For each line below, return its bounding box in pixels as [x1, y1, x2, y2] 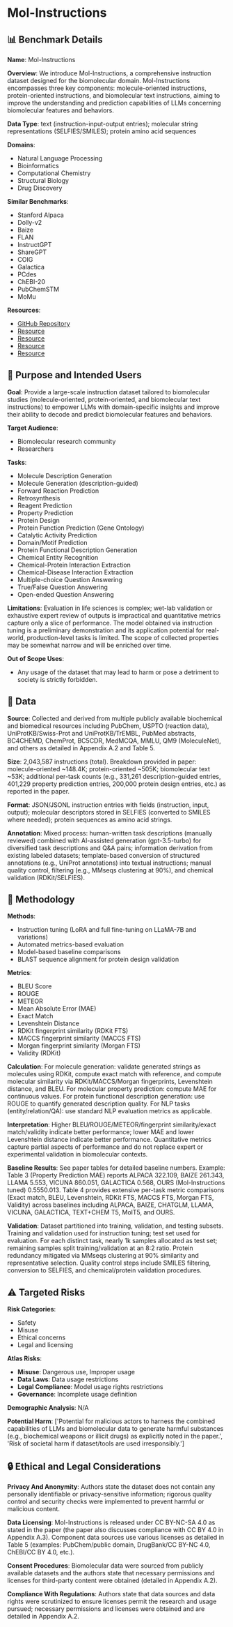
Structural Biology [17, 177, 70, 184]
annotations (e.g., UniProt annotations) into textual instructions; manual [7, 859, 211, 867]
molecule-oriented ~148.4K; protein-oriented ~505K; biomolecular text [7, 764, 211, 773]
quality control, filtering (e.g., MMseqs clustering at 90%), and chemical [7, 865, 214, 874]
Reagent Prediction [17, 501, 73, 510]
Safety [17, 1318, 37, 1327]
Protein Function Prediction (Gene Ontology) [17, 523, 145, 532]
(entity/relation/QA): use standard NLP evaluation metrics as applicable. [7, 1107, 212, 1115]
